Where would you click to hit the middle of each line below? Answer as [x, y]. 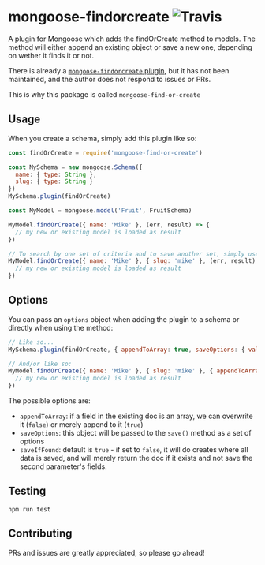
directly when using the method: [61, 327]
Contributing [40, 534]
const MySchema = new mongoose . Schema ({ [76, 167]
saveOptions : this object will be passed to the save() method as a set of [135, 433]
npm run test [30, 509]
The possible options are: [49, 401]
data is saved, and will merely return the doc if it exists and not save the [136, 458]
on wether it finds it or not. [51, 55]
